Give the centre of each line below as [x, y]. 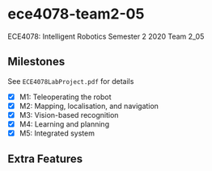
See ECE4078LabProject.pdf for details [71, 81]
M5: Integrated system [57, 133]
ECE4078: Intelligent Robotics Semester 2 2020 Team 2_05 [106, 36]
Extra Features [45, 159]
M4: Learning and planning [64, 124]
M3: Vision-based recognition [69, 115]
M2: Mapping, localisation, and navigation [89, 106]
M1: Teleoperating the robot [65, 97]
